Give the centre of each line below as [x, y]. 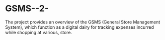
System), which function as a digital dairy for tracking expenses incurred [80, 27]
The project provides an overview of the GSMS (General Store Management [83, 22]
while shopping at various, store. [39, 32]
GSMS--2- [27, 9]
